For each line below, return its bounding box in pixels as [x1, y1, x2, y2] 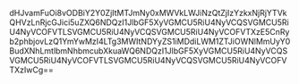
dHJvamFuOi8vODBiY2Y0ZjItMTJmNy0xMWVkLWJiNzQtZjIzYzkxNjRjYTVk [9, 8, 287, 18]
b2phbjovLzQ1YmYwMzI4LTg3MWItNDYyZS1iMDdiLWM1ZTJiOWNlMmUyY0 [9, 36, 291, 46]
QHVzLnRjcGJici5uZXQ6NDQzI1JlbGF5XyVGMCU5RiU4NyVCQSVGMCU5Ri [9, 17, 289, 28]
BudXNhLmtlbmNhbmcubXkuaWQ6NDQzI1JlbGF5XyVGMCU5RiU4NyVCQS [9, 46, 288, 56]
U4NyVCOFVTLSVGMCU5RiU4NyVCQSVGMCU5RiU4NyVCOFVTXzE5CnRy [9, 27, 290, 37]
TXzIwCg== [9, 64, 54, 75]
